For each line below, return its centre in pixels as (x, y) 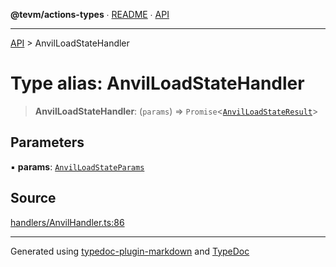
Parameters (47, 142)
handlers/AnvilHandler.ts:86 (67, 222)
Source (33, 198)
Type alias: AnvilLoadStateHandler (157, 83)
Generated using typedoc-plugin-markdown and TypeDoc (130, 251)
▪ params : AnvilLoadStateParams (77, 166)
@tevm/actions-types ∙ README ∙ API (90, 14)
